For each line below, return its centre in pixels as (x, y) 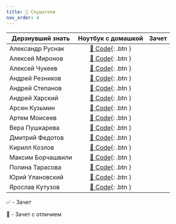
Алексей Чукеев (33, 68)
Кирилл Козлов (32, 147)
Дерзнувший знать (41, 38)
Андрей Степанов (36, 88)
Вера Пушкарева (34, 127)
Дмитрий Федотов (37, 138)
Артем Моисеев (33, 117)
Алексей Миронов (36, 58)
